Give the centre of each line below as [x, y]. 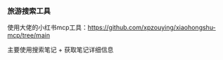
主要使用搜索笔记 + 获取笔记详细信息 [60, 50]
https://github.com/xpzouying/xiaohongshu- [152, 28]
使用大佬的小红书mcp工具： [47, 28]
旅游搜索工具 [29, 10]
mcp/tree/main [29, 36]
